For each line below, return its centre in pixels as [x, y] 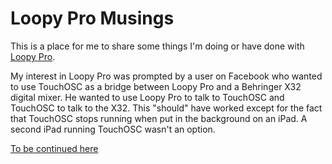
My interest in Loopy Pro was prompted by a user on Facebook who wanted [166, 76]
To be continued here [54, 148]
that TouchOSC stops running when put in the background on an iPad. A [159, 118]
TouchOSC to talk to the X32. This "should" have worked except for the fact [166, 108]
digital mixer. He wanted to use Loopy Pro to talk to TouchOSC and [147, 97]
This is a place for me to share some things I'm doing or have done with [157, 46]
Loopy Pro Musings [92, 18]
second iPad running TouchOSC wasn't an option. [113, 129]
